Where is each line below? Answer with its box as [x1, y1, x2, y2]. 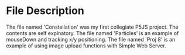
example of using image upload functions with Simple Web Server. [6, 42, 167, 49]
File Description [6, 4, 85, 18]
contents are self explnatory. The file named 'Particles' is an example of [6, 29, 179, 36]
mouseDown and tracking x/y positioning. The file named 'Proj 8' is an [6, 36, 176, 43]
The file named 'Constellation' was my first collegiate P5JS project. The [6, 23, 179, 30]
